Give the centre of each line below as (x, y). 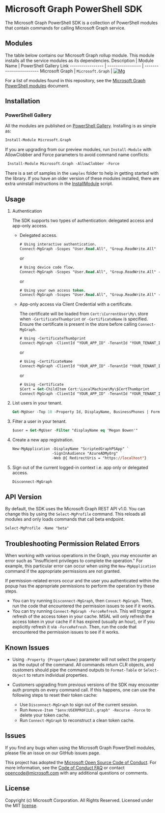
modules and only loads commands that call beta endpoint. (65, 519)
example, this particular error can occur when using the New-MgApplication (81, 566)
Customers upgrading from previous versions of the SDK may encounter (85, 685)
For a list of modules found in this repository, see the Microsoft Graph (75, 80)
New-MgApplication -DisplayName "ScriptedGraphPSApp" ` (70, 449)
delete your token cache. (45, 715)
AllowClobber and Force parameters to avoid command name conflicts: (77, 155)
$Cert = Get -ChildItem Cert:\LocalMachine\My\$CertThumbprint (84, 389)
